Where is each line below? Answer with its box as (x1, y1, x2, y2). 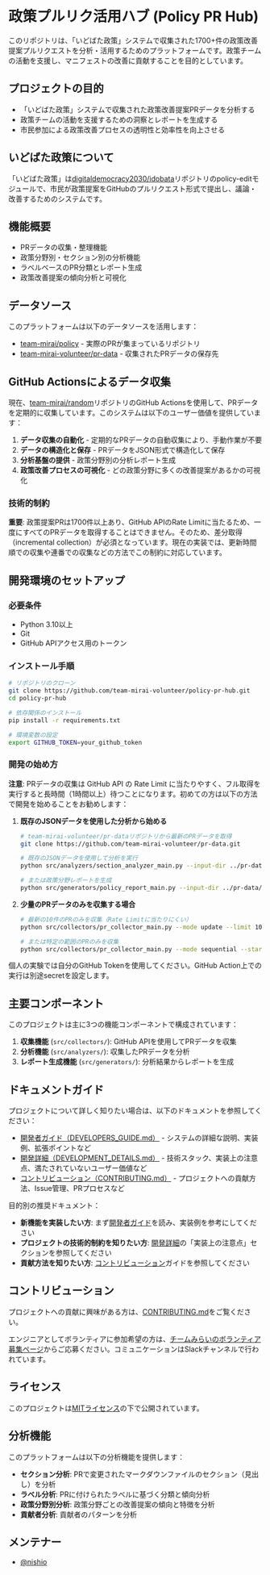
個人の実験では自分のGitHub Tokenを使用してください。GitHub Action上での (8, 961, 262, 971)
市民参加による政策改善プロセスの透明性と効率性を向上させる (19, 124, 226, 134)
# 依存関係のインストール (8, 708, 82, 716)
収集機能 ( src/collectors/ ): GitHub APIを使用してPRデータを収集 (19, 1037, 237, 1047)
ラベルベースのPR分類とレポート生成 (19, 263, 143, 273)
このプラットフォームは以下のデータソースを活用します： (8, 322, 199, 332)
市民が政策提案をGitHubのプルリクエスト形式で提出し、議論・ (49, 183, 257, 194)
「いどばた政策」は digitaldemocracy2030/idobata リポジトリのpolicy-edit (8, 173, 252, 183)
